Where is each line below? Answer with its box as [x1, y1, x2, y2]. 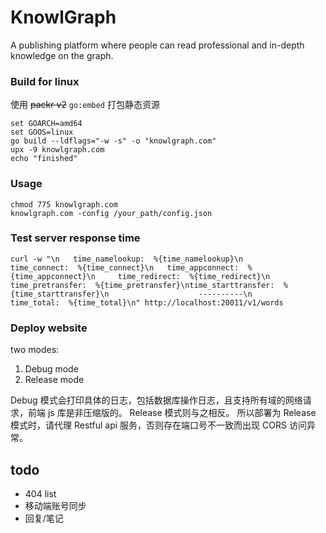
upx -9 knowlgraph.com [10, 145, 105, 155]
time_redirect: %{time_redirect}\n [117, 271, 271, 281]
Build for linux [10, 74, 80, 88]
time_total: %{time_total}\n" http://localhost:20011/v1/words [10, 297, 284, 308]
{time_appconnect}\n [10, 271, 97, 281]
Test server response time [10, 231, 141, 245]
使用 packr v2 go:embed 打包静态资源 [10, 99, 160, 111]
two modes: [10, 344, 60, 356]
